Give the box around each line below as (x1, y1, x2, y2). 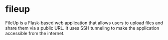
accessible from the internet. (5, 30, 65, 36)
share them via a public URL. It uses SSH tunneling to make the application (5, 25, 159, 31)
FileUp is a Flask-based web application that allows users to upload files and (5, 20, 163, 26)
